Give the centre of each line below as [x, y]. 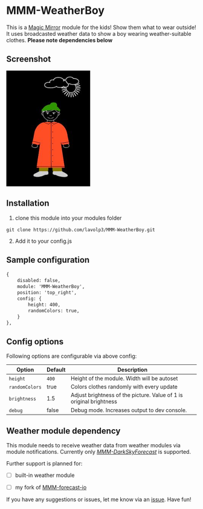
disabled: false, [39, 281]
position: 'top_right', [47, 293]
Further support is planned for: [44, 463]
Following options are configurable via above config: [72, 356]
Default [56, 369]
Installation [28, 203]
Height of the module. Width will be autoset [124, 378]
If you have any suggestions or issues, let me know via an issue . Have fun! [99, 499]
